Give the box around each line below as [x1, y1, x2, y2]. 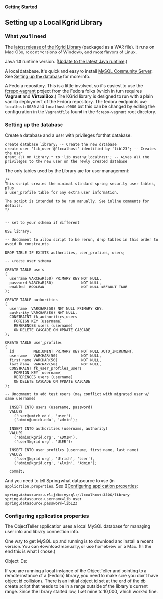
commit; [9, 469, 25, 474]
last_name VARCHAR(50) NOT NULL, [9, 362, 102, 366]
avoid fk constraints [5, 241, 49, 246]
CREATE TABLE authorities [5, 297, 58, 302]
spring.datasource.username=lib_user [5, 496, 82, 501]
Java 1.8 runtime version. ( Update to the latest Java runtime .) [5, 59, 128, 65]
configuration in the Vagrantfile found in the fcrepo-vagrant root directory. [5, 109, 157, 115]
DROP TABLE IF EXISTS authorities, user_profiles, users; [5, 250, 125, 255]
